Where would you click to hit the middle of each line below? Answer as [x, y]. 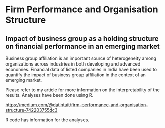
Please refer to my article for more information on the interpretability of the [82, 90]
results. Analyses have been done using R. [49, 95]
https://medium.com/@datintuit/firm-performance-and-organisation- [77, 105]
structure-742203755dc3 [31, 110]
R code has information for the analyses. [47, 120]
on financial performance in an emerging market [82, 46]
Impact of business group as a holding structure [82, 39]
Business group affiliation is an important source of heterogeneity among [81, 58]
